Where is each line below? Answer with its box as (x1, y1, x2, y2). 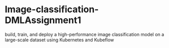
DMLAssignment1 (5, 14, 81, 26)
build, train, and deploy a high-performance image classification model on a (5, 31, 164, 37)
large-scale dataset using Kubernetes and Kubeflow (5, 37, 114, 43)
